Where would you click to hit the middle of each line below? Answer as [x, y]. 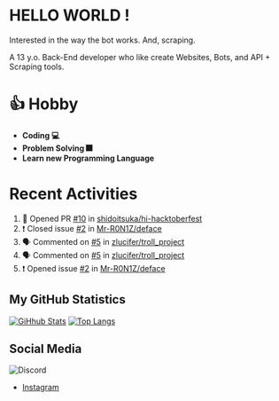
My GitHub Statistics [67, 299]
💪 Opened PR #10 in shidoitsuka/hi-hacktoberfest [112, 218]
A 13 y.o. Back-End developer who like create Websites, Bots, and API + [140, 57]
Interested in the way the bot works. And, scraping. [103, 40]
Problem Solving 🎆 [57, 148]
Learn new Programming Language [88, 158]
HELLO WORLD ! [70, 16]
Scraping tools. [37, 67]
